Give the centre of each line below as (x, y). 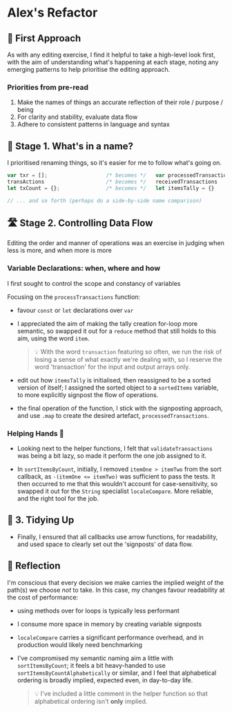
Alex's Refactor (52, 13)
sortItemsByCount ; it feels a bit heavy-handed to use (91, 665)
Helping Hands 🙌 (36, 433)
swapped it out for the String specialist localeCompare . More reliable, (115, 491)
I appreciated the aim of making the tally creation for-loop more (107, 323)
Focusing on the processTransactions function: (74, 297)
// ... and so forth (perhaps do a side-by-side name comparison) (105, 201)
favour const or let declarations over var (75, 310)
